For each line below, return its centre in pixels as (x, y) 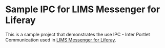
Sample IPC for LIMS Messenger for (83, 9)
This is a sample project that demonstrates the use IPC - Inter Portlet (78, 34)
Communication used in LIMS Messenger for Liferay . (61, 40)
